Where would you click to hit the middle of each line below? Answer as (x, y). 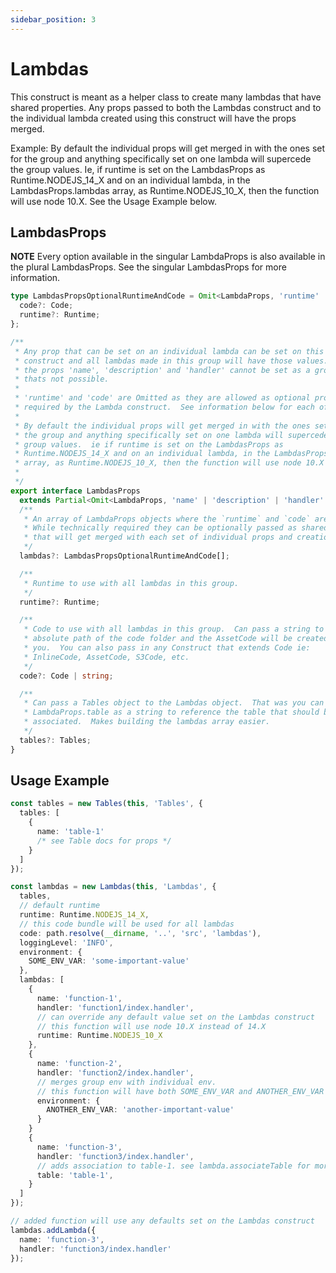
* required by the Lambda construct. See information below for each (164, 407)
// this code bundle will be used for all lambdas (127, 924)
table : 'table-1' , (75, 1175)
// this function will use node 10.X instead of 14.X (151, 1026)
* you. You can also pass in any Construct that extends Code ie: (167, 648)
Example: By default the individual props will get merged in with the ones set (168, 148)
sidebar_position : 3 (53, 19)
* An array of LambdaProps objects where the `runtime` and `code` (167, 519)
